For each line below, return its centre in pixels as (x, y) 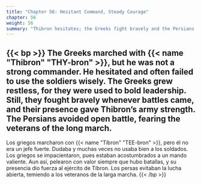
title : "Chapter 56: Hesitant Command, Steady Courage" (77, 12)
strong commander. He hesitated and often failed (100, 72)
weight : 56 (20, 23)
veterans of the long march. (59, 128)
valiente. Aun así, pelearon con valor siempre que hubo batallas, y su (91, 162)
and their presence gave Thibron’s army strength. (101, 109)
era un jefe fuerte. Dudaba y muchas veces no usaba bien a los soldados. (97, 149)
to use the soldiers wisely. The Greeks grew (89, 81)
